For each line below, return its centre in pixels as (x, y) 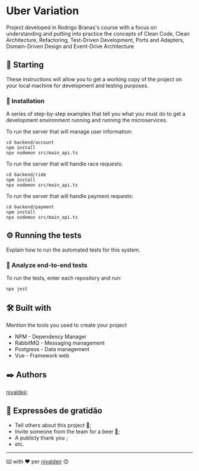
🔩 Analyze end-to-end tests (47, 265)
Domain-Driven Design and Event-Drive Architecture (70, 46)
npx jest (17, 289)
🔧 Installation (25, 101)
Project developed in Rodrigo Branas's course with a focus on (81, 27)
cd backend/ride (26, 175)
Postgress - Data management (52, 349)
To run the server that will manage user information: (69, 132)
